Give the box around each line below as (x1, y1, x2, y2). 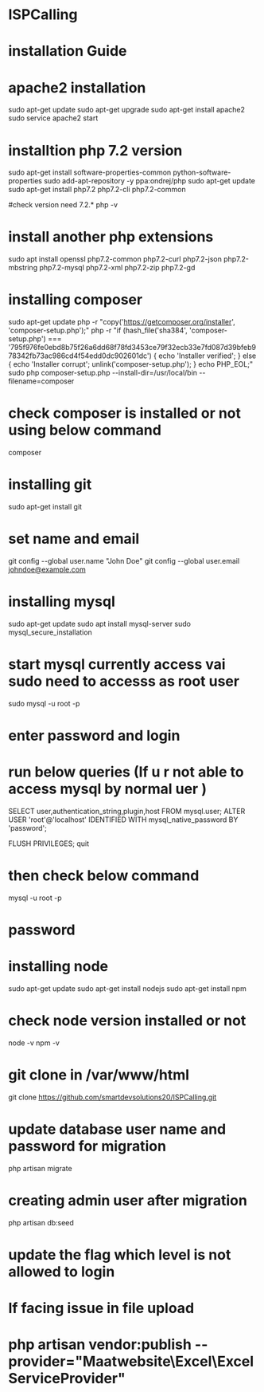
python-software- (173, 167, 231, 177)
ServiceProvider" (8, 1370, 126, 1388)
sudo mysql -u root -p (8, 698, 80, 708)
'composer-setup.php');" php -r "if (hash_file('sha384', (8, 325, 188, 336)
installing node (8, 957, 109, 976)
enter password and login (8, 727, 181, 745)
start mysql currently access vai (8, 655, 226, 674)
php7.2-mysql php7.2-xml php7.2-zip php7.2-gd (39, 263, 196, 273)
